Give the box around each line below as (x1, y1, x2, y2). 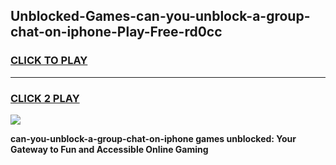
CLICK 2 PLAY (10, 91, 80, 105)
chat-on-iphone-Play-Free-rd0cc (10, 24, 223, 41)
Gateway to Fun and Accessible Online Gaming (10, 143, 209, 155)
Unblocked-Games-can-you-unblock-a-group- (10, 8, 311, 25)
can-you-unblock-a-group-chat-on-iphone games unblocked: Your (10, 132, 297, 144)
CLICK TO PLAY (10, 54, 88, 68)
